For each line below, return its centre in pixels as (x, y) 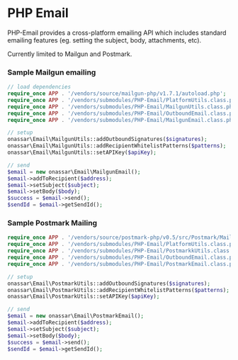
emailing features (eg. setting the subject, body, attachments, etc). (104, 40)
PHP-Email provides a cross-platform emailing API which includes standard (117, 33)
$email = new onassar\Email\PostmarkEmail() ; (75, 316)
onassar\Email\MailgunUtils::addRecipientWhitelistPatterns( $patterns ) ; (117, 146)
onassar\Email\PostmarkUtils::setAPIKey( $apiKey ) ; (84, 297)
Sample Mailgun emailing (52, 72)
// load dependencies (39, 87)
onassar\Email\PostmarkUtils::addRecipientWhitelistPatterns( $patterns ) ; (119, 290)
